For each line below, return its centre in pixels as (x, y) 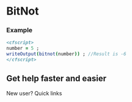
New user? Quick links (34, 93)
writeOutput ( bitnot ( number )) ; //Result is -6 (66, 54)
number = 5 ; (23, 49)
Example (19, 30)
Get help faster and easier (56, 79)
